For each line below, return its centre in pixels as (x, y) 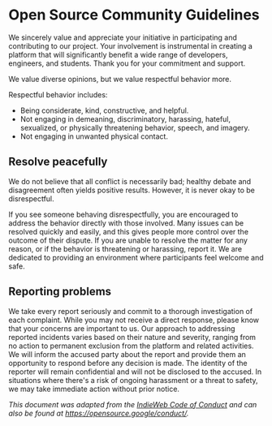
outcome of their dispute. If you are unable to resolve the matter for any (128, 240)
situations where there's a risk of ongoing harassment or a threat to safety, (133, 380)
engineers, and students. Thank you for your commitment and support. (127, 63)
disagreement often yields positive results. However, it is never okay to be (132, 190)
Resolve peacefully (58, 162)
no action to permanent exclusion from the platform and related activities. (131, 346)
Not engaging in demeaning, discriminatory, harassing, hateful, (125, 118)
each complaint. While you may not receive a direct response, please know (134, 320)
